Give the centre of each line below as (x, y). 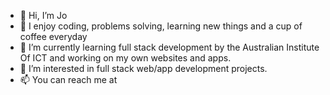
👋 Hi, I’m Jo (43, 15)
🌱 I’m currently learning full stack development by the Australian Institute (169, 47)
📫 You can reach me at (68, 79)
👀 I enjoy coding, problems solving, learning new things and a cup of (161, 26)
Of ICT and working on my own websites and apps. (125, 58)
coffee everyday (53, 36)
